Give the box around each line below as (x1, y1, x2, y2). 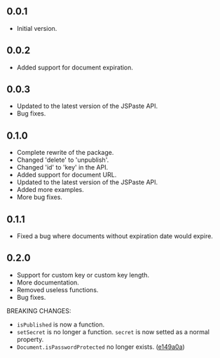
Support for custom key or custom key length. (16, 270, 150, 279)
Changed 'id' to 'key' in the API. (16, 163, 109, 172)
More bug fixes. (16, 193, 62, 202)
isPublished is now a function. (16, 320, 105, 329)
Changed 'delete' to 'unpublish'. (16, 156, 109, 164)
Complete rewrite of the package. (16, 149, 114, 157)
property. (16, 335, 44, 343)
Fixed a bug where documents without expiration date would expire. (16, 232, 213, 240)
